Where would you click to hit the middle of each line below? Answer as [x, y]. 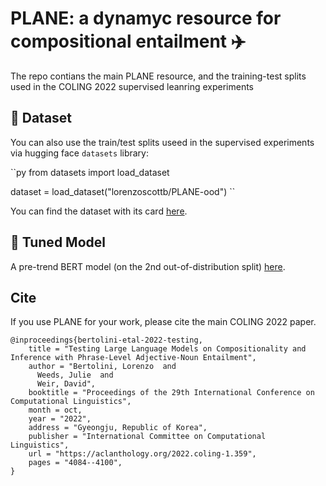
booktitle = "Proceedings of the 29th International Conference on [171, 393]
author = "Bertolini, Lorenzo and [102, 367]
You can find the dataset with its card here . [99, 211]
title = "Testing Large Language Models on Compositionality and [167, 349]
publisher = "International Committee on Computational [147, 437]
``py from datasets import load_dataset [90, 172]
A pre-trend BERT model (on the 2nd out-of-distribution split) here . [148, 266]
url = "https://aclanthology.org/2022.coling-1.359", [142, 454]
